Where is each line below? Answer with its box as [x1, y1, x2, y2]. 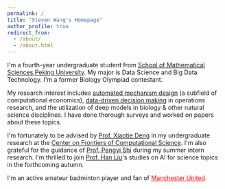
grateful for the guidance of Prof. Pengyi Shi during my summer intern [7, 146, 204, 154]
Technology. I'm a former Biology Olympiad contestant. [7, 76, 163, 83]
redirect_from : [7, 29, 51, 36]
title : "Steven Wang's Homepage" [7, 16, 103, 23]
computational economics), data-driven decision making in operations [7, 96, 206, 104]
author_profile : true [7, 23, 69, 30]
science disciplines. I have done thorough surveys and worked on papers [7, 111, 214, 119]
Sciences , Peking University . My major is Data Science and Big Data [7, 68, 198, 76]
